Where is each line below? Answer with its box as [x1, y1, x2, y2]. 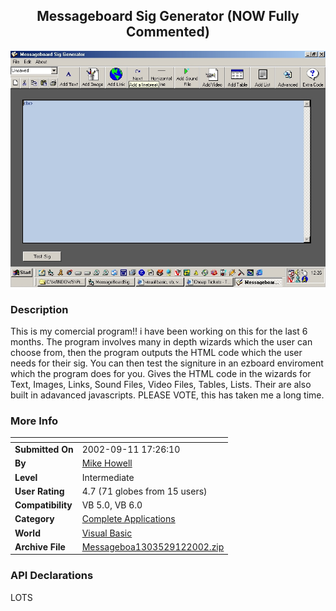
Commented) [126, 24, 210, 41]
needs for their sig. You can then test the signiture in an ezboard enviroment [10, 357, 324, 369]
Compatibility [14, 499, 73, 511]
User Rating [14, 485, 65, 497]
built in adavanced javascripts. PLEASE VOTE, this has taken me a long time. [10, 389, 325, 401]
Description [10, 302, 69, 316]
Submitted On [14, 444, 74, 456]
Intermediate [81, 471, 135, 483]
